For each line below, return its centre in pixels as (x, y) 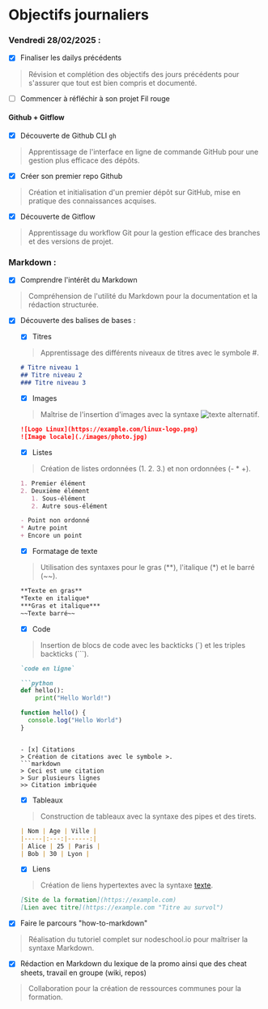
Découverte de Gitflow (57, 216)
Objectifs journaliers (79, 15)
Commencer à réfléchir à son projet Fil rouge (95, 98)
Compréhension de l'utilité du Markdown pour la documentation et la (143, 296)
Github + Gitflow (36, 117)
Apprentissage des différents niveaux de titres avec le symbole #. (149, 353)
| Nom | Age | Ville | (58, 831)
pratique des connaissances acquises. (92, 201)
